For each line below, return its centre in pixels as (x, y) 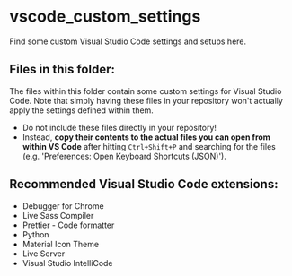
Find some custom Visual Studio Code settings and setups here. (128, 41)
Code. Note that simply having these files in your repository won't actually (146, 100)
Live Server (44, 254)
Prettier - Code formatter (68, 225)
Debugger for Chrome (63, 206)
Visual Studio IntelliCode (68, 263)
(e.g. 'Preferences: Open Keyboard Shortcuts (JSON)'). (124, 156)
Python (35, 234)
